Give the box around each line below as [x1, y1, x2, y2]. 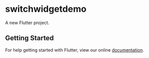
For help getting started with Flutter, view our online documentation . [5, 47, 144, 53]
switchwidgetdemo [5, 3, 87, 15]
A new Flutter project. [5, 20, 50, 26]
